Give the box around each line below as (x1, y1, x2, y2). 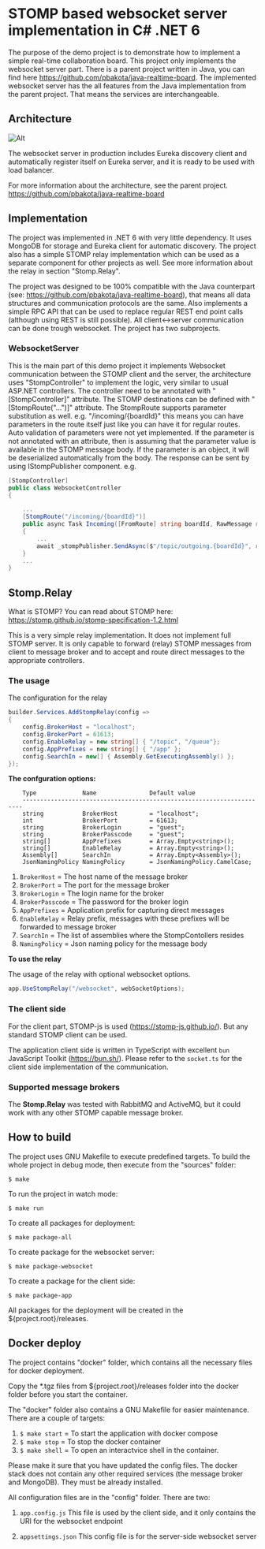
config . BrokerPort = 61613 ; (22, 731, 114, 739)
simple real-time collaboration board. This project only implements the (8, 56, 237, 65)
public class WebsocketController (8, 484, 122, 492)
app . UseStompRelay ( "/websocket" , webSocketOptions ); (8, 985, 185, 993)
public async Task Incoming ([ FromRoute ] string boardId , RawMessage (22, 520, 252, 528)
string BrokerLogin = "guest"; (22, 824, 185, 832)
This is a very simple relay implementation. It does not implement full (8, 631, 231, 640)
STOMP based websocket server (8, 5, 228, 23)
